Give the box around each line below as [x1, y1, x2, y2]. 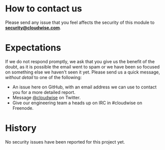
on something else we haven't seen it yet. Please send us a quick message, [5, 69, 161, 75]
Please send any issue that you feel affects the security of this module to [5, 19, 155, 25]
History [5, 123, 37, 134]
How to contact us [5, 3, 82, 14]
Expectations [5, 42, 61, 54]
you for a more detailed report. [12, 89, 76, 95]
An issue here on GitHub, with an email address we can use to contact [12, 84, 157, 90]
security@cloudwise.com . [5, 24, 61, 30]
